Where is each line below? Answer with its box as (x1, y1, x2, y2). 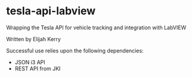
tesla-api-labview (6, 4, 96, 18)
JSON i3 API (14, 58, 46, 66)
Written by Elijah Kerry (6, 35, 61, 42)
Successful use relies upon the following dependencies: (6, 47, 144, 54)
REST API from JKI (14, 64, 61, 72)
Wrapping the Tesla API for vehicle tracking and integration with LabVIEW (6, 24, 187, 31)
